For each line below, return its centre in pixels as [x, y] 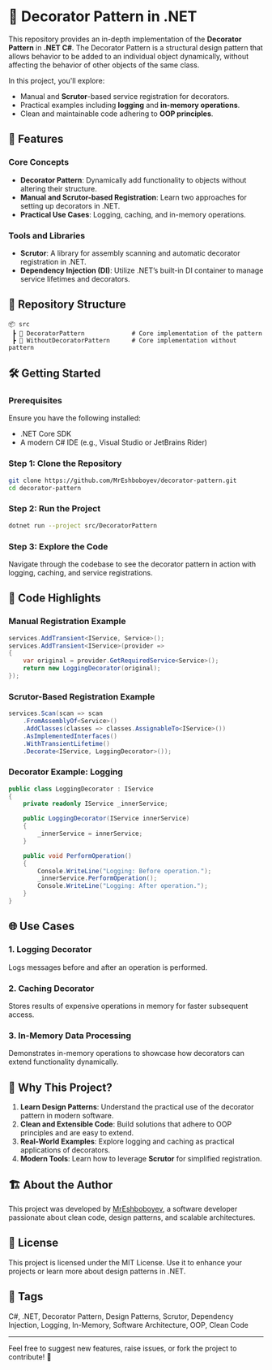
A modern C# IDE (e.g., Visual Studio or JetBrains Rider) [114, 442]
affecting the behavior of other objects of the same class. [104, 65]
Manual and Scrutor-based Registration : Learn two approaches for [133, 197]
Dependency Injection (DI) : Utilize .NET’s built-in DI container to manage [142, 270]
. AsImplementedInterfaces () [70, 736]
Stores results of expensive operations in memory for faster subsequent [128, 1006]
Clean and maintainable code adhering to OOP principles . [117, 114]
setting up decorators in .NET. [70, 205]
